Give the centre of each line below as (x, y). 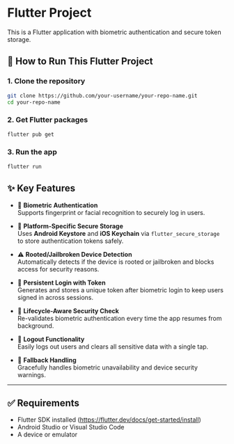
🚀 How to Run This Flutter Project (80, 62)
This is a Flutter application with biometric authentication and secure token (114, 32)
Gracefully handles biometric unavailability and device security (108, 367)
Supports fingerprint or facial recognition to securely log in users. (111, 212)
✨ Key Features (41, 188)
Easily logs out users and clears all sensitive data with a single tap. (113, 347)
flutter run (24, 166)
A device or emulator (47, 435)
